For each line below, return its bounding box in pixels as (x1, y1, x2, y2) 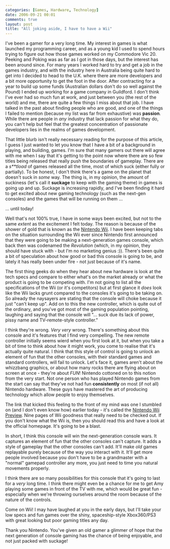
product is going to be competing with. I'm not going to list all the (5, 279, 142, 285)
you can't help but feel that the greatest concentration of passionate (5, 121, 148, 127)
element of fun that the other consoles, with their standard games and (5, 354, 152, 360)
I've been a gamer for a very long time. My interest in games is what (5, 40, 148, 46)
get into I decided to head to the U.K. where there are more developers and (5, 73, 162, 79)
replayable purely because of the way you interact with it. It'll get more (5, 449, 153, 455)
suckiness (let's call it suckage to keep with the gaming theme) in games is (5, 180, 162, 186)
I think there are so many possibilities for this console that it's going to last (5, 475, 160, 481)
